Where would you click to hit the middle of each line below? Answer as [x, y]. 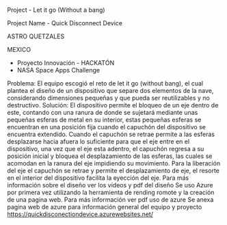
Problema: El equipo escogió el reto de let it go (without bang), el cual [105, 83]
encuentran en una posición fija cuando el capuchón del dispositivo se [107, 127]
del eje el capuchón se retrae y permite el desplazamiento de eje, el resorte [113, 171]
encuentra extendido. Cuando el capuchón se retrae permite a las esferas [111, 134]
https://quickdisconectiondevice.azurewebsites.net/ [80, 214]
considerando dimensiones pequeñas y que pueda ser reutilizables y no [108, 98]
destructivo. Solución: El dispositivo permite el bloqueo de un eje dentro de [113, 105]
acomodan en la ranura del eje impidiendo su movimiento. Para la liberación [114, 163]
